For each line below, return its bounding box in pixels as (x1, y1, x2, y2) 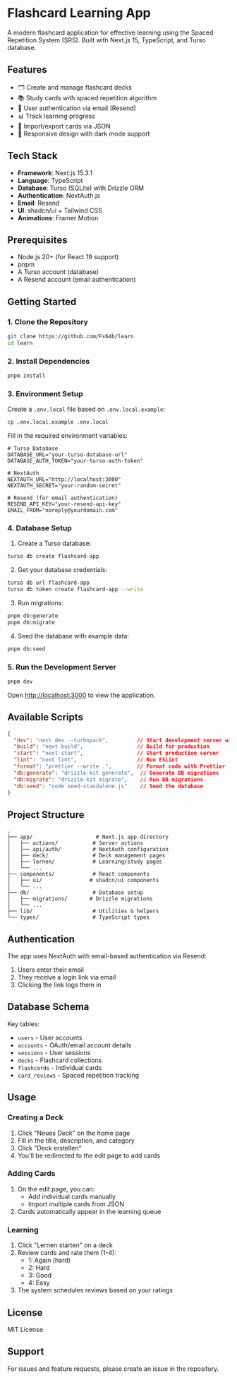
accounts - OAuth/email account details (17, 1040, 132, 1049)
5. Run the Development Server (7, 662, 116, 672)
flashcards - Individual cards (17, 1063, 102, 1071)
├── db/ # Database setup (7, 889, 143, 896)
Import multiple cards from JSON (28, 1199, 125, 1208)
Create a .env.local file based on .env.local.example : (7, 405, 166, 414)
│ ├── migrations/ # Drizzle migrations (7, 896, 153, 903)
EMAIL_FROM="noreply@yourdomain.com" (7, 507, 119, 514)
